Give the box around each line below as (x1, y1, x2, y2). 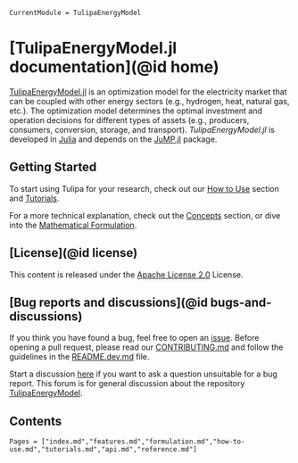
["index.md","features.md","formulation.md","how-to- (41, 437, 245, 446)
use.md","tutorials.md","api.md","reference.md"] (9, 445, 198, 454)
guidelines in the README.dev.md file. (9, 351, 150, 362)
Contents (9, 413, 62, 428)
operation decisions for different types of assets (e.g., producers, (9, 114, 250, 125)
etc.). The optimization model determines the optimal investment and (9, 105, 263, 116)
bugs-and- (210, 294, 272, 310)
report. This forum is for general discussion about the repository (9, 378, 245, 389)
